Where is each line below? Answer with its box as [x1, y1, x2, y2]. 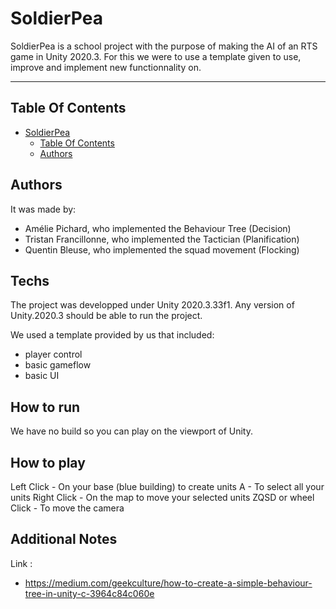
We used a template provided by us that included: [10, 329, 215, 341]
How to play [10, 454, 86, 471]
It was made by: [10, 203, 77, 215]
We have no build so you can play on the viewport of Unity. [10, 425, 254, 437]
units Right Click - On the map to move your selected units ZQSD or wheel [10, 492, 315, 503]
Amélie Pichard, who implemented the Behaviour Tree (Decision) [24, 222, 292, 234]
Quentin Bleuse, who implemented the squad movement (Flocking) [24, 243, 300, 256]
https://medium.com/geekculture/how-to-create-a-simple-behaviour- [24, 577, 313, 589]
